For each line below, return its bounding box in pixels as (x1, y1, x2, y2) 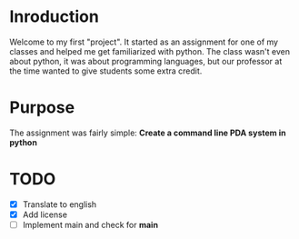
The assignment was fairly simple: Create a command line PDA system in (9, 127, 286, 138)
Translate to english (22, 198, 97, 210)
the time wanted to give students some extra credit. (9, 65, 203, 76)
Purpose (9, 97, 75, 118)
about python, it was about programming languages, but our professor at (9, 55, 283, 66)
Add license (22, 209, 68, 220)
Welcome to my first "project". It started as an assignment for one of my (9, 36, 279, 47)
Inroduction (9, 6, 100, 27)
